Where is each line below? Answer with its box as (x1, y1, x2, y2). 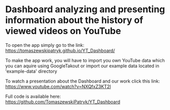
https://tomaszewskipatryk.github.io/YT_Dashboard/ (5, 47, 116, 53)
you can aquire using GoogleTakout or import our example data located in (5, 63, 159, 69)
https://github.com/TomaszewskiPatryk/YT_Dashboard (5, 98, 121, 105)
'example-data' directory (5, 68, 58, 74)
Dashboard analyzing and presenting (5, 4, 165, 15)
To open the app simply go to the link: (5, 42, 84, 48)
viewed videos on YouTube (5, 25, 121, 37)
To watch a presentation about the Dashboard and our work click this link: (5, 78, 160, 84)
